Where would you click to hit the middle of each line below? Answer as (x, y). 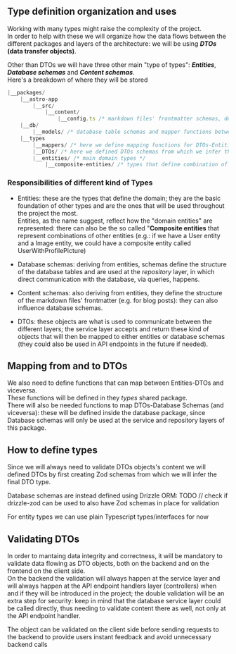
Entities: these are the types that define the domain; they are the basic (119, 198)
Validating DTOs (43, 539)
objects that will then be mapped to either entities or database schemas (121, 336)
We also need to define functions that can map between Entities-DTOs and (116, 383)
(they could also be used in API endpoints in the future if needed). (113, 344)
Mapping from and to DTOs (67, 366)
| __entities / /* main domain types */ (89, 158)
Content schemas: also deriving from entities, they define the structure (120, 292)
